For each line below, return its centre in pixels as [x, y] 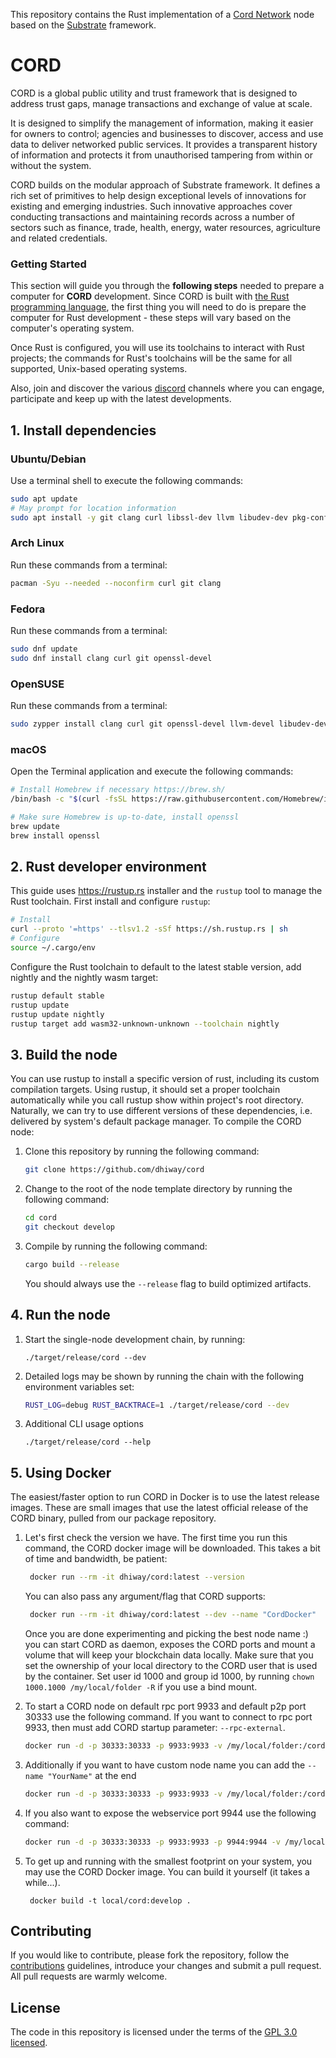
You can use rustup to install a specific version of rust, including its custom [165, 1079]
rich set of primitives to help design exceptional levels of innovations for [158, 195]
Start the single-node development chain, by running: [135, 1339]
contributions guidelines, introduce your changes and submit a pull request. [166, 1966]
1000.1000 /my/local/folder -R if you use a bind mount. [141, 1686]
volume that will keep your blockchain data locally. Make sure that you [169, 1655]
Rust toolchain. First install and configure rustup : [110, 901]
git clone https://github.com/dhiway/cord [114, 1170]
